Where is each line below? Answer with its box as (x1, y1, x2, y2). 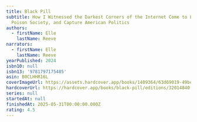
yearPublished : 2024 (6, 57, 57, 63)
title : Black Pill (6, 8, 51, 15)
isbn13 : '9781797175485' (6, 69, 67, 74)
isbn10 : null (6, 63, 38, 69)
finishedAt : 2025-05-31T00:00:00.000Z (6, 101, 101, 107)
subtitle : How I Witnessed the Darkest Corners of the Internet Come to (6, 14, 188, 20)
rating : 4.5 (6, 107, 35, 113)
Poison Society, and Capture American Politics (11, 19, 130, 25)
